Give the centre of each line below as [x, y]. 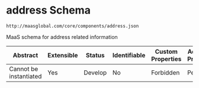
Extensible [62, 55]
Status [95, 55]
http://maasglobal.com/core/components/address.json [73, 26]
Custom [166, 51]
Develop [95, 73]
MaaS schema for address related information [62, 37]
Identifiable [129, 55]
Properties [166, 58]
